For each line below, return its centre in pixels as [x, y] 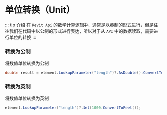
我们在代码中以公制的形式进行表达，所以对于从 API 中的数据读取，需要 [82, 31]
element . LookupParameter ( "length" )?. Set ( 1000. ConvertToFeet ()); [73, 108]
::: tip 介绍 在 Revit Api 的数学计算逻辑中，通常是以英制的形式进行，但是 [79, 25]
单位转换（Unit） [40, 10]
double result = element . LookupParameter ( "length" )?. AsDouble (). [74, 73]
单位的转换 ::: [23, 37]
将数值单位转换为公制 [27, 63]
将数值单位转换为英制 [27, 98]
